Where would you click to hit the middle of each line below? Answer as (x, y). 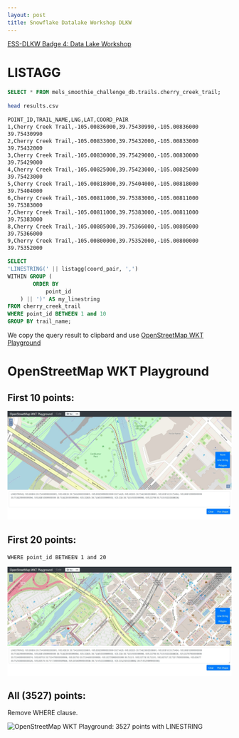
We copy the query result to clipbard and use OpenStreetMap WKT (106, 336)
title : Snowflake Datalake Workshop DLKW (70, 22)
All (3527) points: (47, 696)
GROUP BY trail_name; (39, 322)
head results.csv (33, 106)
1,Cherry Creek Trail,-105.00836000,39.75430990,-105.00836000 (103, 127)
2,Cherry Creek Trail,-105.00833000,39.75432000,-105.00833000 (103, 141)
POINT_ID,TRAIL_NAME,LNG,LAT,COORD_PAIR (68, 120)
